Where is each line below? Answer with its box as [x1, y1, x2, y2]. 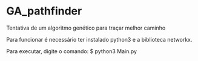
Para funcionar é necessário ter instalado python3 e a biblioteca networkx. [6, 36, 193, 43]
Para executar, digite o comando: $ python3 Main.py [6, 47, 137, 55]
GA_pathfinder [6, 4, 82, 18]
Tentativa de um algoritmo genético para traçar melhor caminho [6, 24, 166, 31]
